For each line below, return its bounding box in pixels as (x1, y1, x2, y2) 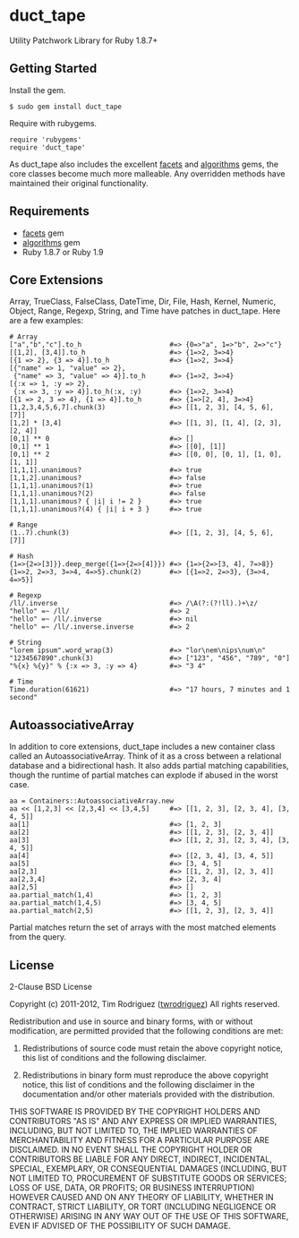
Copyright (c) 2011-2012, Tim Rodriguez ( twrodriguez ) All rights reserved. (9, 999, 280, 1009)
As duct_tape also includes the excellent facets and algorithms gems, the (9, 159, 279, 169)
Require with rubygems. (9, 117, 97, 128)
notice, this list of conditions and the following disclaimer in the (21, 1079, 255, 1089)
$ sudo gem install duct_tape (9, 102, 123, 111)
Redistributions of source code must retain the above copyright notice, (21, 1043, 284, 1053)
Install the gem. (9, 84, 66, 95)
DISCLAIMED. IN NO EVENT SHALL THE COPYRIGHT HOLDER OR (9, 1144, 252, 1155)
